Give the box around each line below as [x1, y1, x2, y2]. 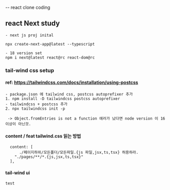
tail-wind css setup [5, 66, 55, 74]
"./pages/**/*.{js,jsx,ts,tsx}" [14, 154, 83, 160]
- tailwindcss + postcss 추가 [5, 102, 68, 107]
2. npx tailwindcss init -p [5, 106, 66, 111]
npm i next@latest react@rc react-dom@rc [5, 55, 95, 60]
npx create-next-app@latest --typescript [5, 41, 95, 46]
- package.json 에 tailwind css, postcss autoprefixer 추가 [5, 91, 133, 97]
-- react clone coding [5, 5, 50, 10]
